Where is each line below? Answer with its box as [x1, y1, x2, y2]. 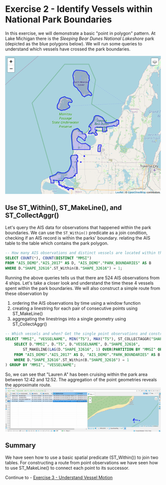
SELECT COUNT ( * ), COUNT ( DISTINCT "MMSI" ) [5, 255, 92, 260]
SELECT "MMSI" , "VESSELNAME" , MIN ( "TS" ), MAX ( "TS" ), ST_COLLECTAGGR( [5, 337, 152, 342]
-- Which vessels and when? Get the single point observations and [5, 331, 147, 336]
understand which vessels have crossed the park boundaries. [5, 46, 131, 52]
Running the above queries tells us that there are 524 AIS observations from [5, 275, 160, 281]
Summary [5, 441, 36, 450]
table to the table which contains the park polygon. [5, 240, 109, 246]
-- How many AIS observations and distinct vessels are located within [5, 250, 156, 255]
